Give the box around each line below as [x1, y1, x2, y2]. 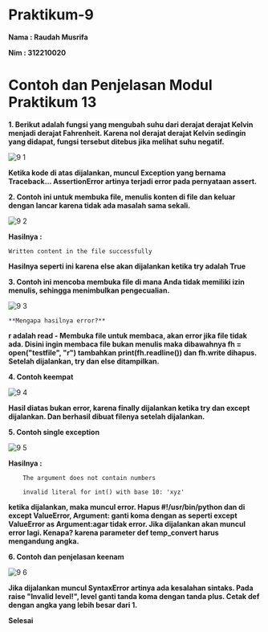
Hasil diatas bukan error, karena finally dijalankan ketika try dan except [8, 403, 250, 412]
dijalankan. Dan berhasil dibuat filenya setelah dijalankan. [8, 412, 205, 421]
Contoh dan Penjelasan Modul [8, 76, 213, 94]
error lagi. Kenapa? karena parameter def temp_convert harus [8, 527, 219, 537]
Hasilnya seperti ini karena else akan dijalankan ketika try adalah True [8, 261, 246, 271]
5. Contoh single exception [8, 427, 100, 437]
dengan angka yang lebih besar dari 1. [8, 600, 138, 609]
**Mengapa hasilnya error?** [8, 316, 106, 325]
